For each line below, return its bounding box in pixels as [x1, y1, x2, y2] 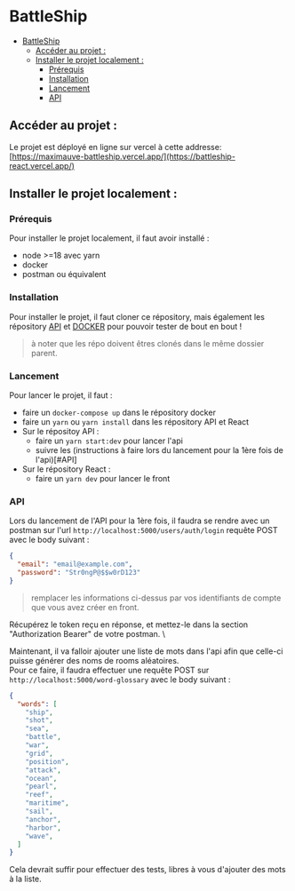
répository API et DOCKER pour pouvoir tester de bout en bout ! [9, 321, 243, 331]
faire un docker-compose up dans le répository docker [21, 407, 216, 418]
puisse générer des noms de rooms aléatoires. [9, 655, 179, 665]
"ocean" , [25, 774, 58, 783]
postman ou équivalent [21, 269, 107, 280]
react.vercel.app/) [9, 160, 76, 171]
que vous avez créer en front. [30, 601, 140, 612]
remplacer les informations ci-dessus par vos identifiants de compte [30, 593, 282, 603]
